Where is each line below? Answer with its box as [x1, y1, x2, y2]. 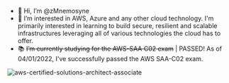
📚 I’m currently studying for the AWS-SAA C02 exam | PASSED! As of [17, 44, 222, 53]
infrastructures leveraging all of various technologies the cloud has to [17, 29, 221, 37]
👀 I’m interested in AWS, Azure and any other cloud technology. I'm [17, 14, 214, 23]
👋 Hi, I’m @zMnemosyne [17, 7, 90, 15]
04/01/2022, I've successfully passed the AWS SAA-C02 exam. [17, 55, 203, 63]
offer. [17, 37, 34, 45]
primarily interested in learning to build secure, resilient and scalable [17, 22, 218, 30]
